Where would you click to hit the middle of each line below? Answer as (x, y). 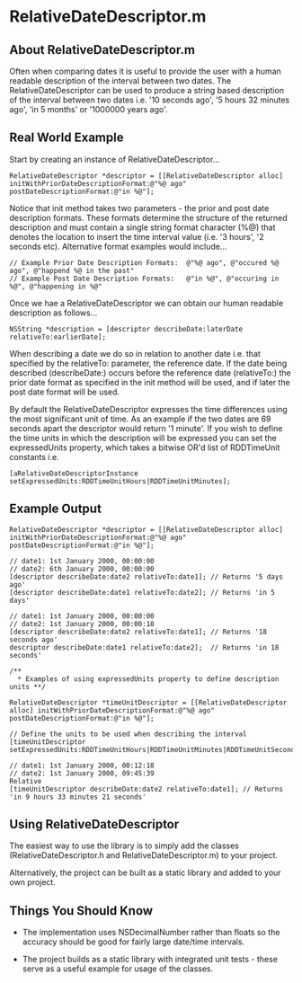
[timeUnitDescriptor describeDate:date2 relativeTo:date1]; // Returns (146, 789)
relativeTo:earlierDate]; (58, 337)
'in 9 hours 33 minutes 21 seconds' (78, 797)
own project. (32, 882)
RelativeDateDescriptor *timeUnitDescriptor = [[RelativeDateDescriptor (148, 703)
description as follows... (53, 313)
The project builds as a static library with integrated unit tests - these (150, 960)
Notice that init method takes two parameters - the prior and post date (139, 208)
